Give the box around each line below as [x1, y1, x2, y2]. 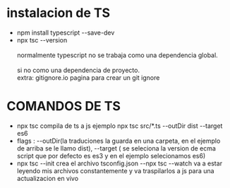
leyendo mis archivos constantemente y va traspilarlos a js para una [16, 166, 214, 175]
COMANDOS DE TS [6, 98, 121, 114]
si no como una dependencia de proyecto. [16, 66, 140, 74]
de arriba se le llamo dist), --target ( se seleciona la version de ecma [16, 143, 217, 153]
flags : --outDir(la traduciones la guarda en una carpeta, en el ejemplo [16, 136, 221, 145]
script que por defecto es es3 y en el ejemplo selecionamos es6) [16, 151, 206, 160]
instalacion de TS [6, 5, 111, 21]
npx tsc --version [16, 35, 68, 44]
